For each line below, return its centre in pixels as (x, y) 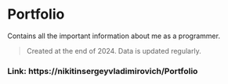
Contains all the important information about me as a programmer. (114, 36)
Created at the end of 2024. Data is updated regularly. (114, 51)
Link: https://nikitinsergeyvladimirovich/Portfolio (103, 71)
